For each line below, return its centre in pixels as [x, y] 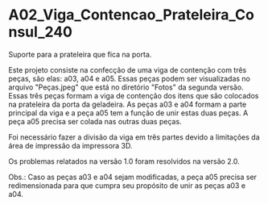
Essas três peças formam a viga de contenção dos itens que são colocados [134, 95]
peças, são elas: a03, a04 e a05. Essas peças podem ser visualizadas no [130, 78]
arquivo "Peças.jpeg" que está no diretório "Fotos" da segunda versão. [126, 87]
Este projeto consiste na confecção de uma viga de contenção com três [128, 69]
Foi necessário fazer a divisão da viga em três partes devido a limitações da [134, 137]
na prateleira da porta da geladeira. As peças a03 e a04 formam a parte [128, 104]
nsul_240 [40, 32]
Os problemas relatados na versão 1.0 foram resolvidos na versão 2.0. [124, 161]
